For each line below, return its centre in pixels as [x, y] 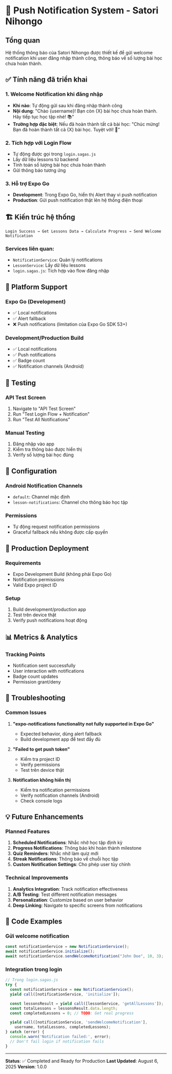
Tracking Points [25, 654]
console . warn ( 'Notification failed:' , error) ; [60, 1037]
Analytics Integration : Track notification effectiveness [70, 889]
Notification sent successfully [44, 666]
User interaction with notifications [48, 671]
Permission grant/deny [37, 682]
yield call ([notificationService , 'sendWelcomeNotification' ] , [79, 1022]
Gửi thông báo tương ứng [39, 170]
